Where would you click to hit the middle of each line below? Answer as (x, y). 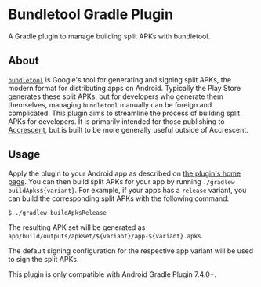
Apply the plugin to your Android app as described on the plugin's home (125, 173)
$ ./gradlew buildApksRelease (58, 213)
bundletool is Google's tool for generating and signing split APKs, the (120, 79)
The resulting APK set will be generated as (77, 227)
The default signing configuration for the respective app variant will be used (131, 251)
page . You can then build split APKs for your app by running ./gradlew (121, 181)
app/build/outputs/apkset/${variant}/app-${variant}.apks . (106, 235)
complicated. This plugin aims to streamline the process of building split (124, 113)
